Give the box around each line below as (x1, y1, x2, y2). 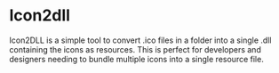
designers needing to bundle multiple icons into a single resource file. (9, 53, 264, 64)
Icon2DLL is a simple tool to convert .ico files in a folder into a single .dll (9, 35, 272, 45)
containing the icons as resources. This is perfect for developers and (9, 44, 262, 54)
